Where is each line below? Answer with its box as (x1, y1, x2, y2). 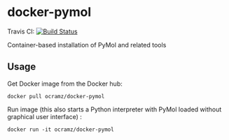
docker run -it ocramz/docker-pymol (7, 126, 114, 133)
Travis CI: (7, 27, 35, 36)
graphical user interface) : (7, 112, 82, 120)
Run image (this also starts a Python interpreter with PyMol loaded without (7, 105, 222, 114)
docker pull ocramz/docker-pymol (7, 93, 105, 100)
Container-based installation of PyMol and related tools (7, 40, 167, 49)
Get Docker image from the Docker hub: (7, 79, 123, 88)
